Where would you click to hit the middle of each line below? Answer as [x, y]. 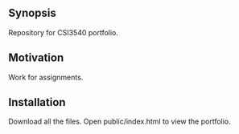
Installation [37, 102]
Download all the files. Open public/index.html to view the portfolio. [119, 122]
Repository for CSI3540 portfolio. [64, 32]
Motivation [36, 58]
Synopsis [32, 13]
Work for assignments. [46, 77]
